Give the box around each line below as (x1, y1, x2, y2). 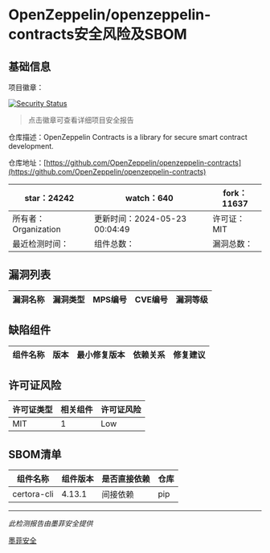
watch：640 (125, 193, 174, 203)
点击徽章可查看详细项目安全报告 (27, 115, 134, 125)
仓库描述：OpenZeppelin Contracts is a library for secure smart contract (8, 133, 247, 141)
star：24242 (24, 193, 75, 203)
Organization (12, 223, 62, 235)
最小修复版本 (76, 349, 126, 360)
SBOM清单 (8, 448, 62, 461)
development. (8, 141, 54, 150)
